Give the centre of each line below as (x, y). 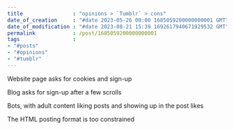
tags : (42, 40)
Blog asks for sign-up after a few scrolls (64, 92)
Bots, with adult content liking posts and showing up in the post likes (106, 106)
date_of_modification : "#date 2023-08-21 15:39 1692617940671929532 (110, 26)
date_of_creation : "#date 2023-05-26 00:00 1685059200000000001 (110, 20)
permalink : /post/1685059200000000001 (82, 33)
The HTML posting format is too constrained (71, 119)
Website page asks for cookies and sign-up (70, 79)
